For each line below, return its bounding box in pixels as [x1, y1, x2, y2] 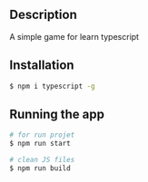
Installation [9, 58, 74, 73]
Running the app [9, 106, 104, 121]
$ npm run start [9, 139, 71, 148]
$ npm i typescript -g [9, 81, 95, 91]
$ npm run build [9, 163, 71, 173]
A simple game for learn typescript [9, 31, 139, 42]
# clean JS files [9, 156, 75, 165]
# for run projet [9, 130, 75, 139]
